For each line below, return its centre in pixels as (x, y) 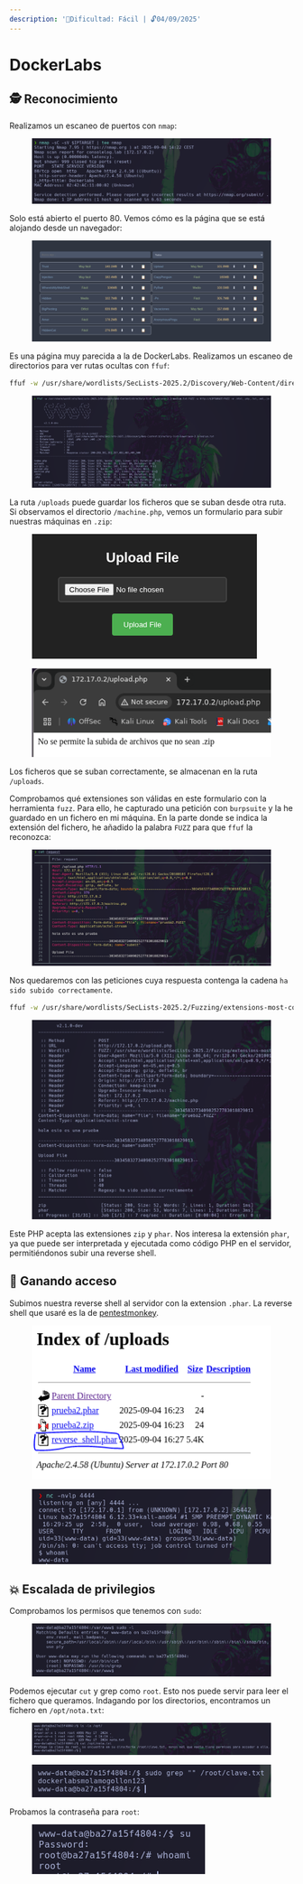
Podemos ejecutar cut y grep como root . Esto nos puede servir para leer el (149, 1691)
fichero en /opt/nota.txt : (57, 1711)
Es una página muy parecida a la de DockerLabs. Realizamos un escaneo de (151, 356)
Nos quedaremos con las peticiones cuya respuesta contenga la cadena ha (149, 981)
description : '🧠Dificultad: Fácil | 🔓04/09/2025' (105, 19)
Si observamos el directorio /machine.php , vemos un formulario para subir (146, 511)
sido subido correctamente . (61, 990)
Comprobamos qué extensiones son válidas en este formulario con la (138, 798)
